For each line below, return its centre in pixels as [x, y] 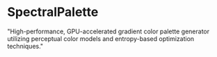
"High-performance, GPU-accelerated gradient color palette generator [108, 31]
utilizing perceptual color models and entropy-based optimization [101, 38]
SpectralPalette [53, 12]
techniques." [25, 46]
